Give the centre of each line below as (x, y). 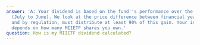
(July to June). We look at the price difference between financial (98, 17)
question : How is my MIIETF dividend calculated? (69, 33)
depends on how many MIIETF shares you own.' (69, 28)
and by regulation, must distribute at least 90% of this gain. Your (99, 22)
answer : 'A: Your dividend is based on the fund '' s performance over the (100, 11)
